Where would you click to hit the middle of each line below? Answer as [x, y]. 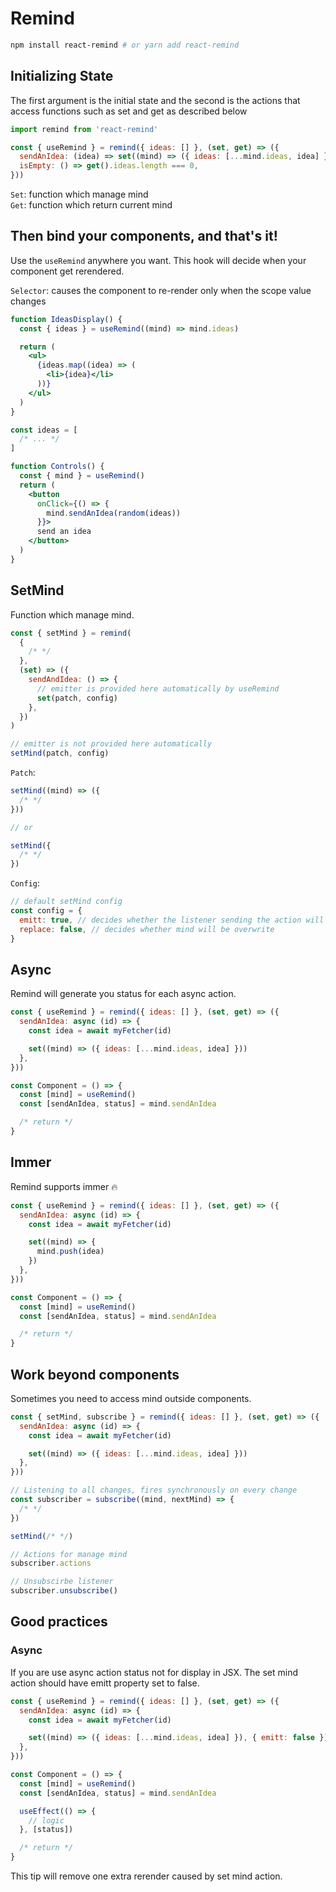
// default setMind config [66, 902]
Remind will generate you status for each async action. [123, 994]
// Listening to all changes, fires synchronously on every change [154, 1490]
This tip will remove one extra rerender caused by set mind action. [146, 1876]
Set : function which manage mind [79, 194]
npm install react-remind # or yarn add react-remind [125, 45]
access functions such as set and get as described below [129, 111]
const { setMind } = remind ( [71, 633]
